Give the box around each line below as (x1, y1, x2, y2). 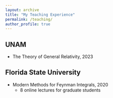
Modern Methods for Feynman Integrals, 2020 (12, 81, 108, 87)
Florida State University (5, 68, 81, 77)
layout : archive (5, 7, 39, 13)
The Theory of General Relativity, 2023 (12, 54, 93, 60)
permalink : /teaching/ (5, 17, 53, 22)
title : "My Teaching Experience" (5, 12, 75, 17)
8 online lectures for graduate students (20, 87, 101, 93)
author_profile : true (5, 21, 51, 27)
